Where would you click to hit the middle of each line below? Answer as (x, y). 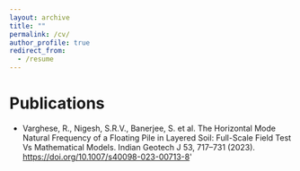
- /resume (35, 59)
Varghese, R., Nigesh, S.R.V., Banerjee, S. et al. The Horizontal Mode (149, 128)
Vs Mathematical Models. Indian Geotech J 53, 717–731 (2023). (139, 147)
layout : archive (40, 17)
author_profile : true (50, 43)
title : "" (28, 26)
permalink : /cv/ (40, 34)
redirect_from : (38, 51)
